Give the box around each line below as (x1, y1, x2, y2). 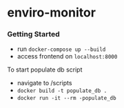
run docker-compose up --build (17, 45, 106, 53)
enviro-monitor (7, 5, 96, 21)
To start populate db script (7, 65, 83, 74)
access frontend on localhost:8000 (17, 52, 118, 61)
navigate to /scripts (17, 79, 72, 87)
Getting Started (7, 30, 60, 39)
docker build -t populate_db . (17, 87, 107, 94)
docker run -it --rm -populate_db (17, 95, 116, 102)
